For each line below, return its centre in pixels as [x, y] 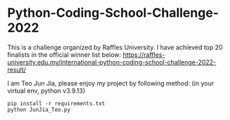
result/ [17, 69]
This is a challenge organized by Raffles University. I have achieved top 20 [115, 47]
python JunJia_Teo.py [39, 109]
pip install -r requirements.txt [56, 103]
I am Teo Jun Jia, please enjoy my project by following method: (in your [111, 83]
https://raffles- [144, 55]
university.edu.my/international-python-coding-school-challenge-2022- [112, 62]
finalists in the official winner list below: [64, 55]
